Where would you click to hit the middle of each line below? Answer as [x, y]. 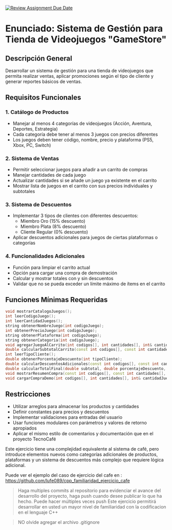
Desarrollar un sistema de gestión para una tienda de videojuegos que [79, 71]
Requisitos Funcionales [43, 98]
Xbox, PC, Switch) [32, 145]
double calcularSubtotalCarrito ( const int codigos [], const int [75, 350]
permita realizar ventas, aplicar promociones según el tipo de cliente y [79, 76]
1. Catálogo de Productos [37, 112]
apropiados [25, 428]
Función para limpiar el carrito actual [51, 267]
